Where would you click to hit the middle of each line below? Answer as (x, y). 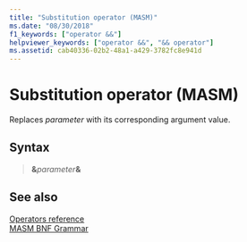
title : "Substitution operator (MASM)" (84, 17)
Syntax (30, 148)
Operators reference (47, 219)
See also (34, 197)
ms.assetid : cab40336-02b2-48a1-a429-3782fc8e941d (106, 51)
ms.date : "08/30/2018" (51, 26)
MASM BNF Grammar (49, 228)
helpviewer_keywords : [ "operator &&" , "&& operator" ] (112, 42)
